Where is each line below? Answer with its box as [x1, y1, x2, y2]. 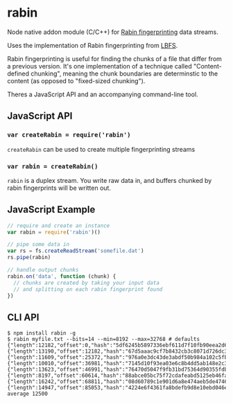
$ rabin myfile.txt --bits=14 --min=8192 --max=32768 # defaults [7, 336, 200, 343]
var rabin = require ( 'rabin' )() [7, 229, 101, 236]
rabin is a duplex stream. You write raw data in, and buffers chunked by [7, 176, 212, 184]
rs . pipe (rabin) [7, 254, 51, 261]
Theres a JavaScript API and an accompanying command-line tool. [7, 90, 199, 98]
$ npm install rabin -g [7, 330, 76, 337]
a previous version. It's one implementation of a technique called [7, 62, 192, 70]
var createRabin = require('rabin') [7, 131, 131, 139]
